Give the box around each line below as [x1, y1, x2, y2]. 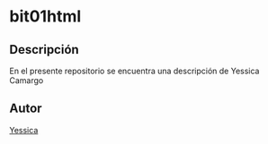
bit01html [9, 6, 82, 27]
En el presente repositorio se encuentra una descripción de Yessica [9, 65, 260, 76]
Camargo [9, 75, 44, 86]
